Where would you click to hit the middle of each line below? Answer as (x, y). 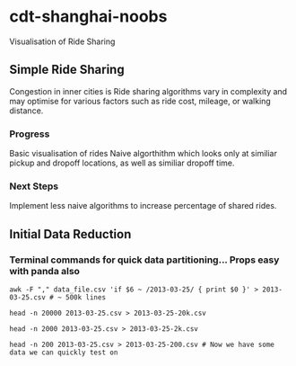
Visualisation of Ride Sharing (62, 41)
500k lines (86, 298)
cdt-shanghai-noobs (88, 17)
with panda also (45, 271)
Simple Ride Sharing (67, 70)
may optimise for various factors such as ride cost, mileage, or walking (140, 101)
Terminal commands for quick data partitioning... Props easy (144, 260)
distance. (26, 111)
